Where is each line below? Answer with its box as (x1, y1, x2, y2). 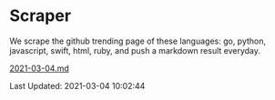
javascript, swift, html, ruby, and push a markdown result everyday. (9, 45, 261, 55)
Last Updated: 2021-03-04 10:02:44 (9, 80, 146, 91)
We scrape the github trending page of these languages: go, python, (9, 35, 267, 46)
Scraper (9, 5, 71, 26)
